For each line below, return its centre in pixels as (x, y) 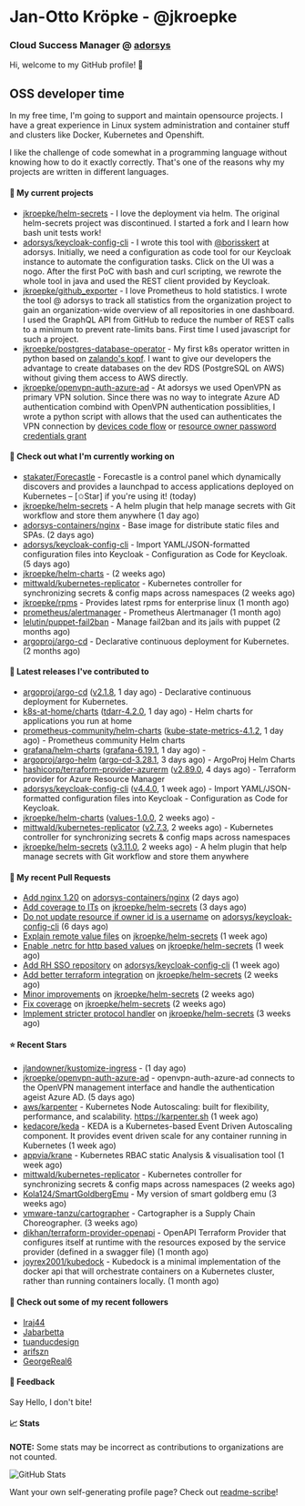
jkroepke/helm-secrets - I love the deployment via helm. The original (151, 213)
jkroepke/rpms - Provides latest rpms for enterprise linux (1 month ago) (156, 602)
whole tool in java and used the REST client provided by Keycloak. (146, 280)
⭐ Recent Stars (38, 1044)
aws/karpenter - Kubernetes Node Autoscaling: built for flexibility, (146, 1107)
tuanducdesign (51, 1341)
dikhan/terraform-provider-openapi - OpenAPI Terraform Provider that (154, 1233)
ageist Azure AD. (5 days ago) (79, 1097)
